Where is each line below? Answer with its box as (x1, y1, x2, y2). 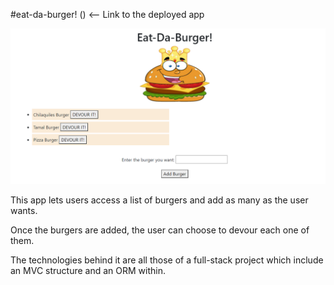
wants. (10, 205, 38, 217)
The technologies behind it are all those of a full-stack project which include (10, 254, 324, 266)
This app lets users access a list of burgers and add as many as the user (10, 194, 309, 206)
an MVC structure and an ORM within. (10, 265, 166, 277)
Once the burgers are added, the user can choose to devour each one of (10, 224, 310, 236)
